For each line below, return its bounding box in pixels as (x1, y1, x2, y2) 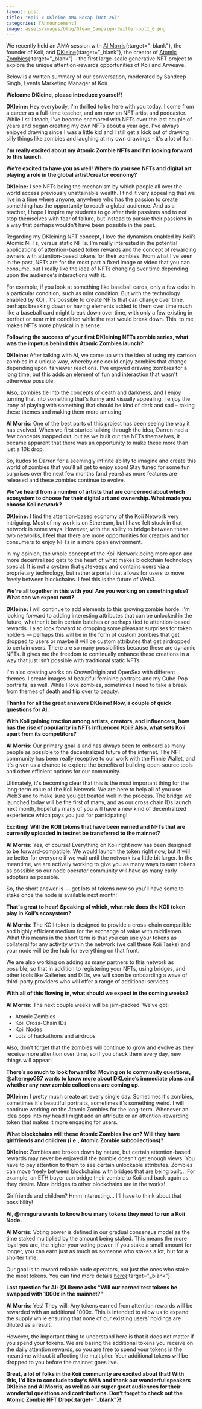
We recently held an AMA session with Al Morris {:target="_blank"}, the (6, 42, 182, 50)
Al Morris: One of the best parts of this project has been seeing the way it (6, 420, 190, 427)
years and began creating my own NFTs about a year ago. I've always (6, 122, 180, 130)
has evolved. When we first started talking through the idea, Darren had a (6, 426, 189, 433)
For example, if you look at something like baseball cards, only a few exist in (6, 283, 195, 290)
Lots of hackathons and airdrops (14, 1032, 96, 1040)
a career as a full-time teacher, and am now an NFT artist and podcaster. (6, 109, 187, 117)
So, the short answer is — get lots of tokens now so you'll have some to (6, 885, 184, 892)
